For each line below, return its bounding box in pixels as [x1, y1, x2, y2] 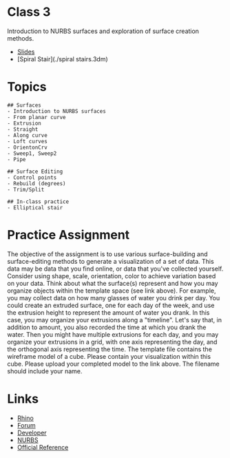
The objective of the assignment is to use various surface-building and [7, 249, 208, 258]
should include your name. [7, 366, 83, 375]
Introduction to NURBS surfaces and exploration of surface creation [7, 27, 200, 35]
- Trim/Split [7, 186, 45, 193]
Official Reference [17, 443, 69, 451]
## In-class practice [7, 198, 70, 205]
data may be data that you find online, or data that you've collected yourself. [7, 264, 224, 273]
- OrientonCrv [7, 144, 48, 151]
